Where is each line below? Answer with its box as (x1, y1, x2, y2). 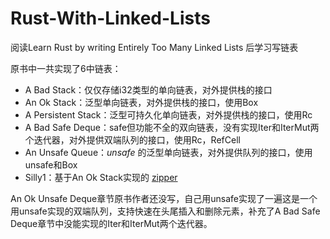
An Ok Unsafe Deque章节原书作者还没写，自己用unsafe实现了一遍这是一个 (10, 192, 318, 204)
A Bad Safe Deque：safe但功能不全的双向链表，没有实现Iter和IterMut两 (24, 121, 320, 133)
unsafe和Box (24, 158, 78, 171)
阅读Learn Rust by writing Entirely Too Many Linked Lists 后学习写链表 (10, 41, 299, 53)
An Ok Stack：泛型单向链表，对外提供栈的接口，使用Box (24, 96, 259, 108)
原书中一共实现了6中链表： (10, 62, 122, 74)
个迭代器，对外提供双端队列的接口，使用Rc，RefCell (24, 133, 241, 146)
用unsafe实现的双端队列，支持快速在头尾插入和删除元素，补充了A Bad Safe (10, 205, 321, 217)
